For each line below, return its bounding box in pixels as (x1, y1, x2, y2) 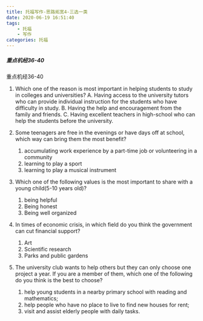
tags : (6, 20, 20, 26)
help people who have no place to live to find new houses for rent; (24, 301, 190, 308)
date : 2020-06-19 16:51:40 (6, 15, 75, 21)
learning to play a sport (24, 160, 82, 167)
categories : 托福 (6, 37, 48, 43)
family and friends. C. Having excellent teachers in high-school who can (15, 110, 196, 118)
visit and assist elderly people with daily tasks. (24, 307, 141, 315)
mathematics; (24, 294, 59, 302)
